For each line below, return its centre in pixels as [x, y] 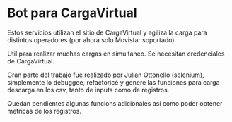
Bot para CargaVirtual [72, 13]
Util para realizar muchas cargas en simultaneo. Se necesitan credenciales [116, 54]
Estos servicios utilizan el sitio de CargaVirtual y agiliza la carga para [107, 32]
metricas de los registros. [44, 111]
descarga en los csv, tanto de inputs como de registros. [88, 90]
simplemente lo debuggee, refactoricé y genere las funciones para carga [114, 82]
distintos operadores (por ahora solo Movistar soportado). [92, 39]
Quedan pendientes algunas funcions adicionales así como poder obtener [115, 103]
